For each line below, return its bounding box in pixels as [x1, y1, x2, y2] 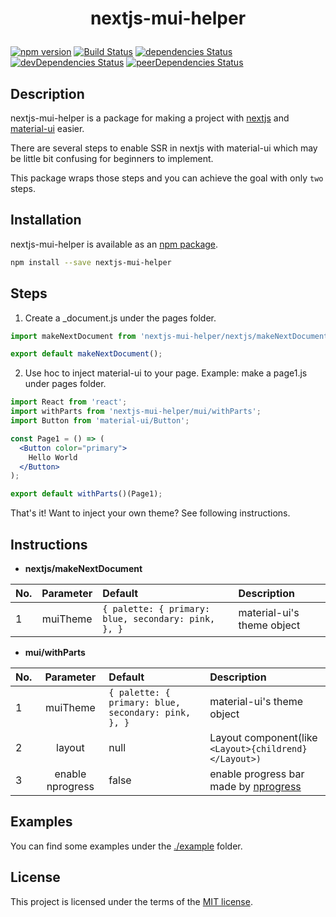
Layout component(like [209, 730, 318, 744]
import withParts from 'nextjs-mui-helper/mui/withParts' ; [10, 407, 262, 417]
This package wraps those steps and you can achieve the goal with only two [10, 172, 324, 184]
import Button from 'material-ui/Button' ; [10, 416, 190, 426]
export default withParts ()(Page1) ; [10, 489, 163, 499]
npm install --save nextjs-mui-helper [10, 257, 172, 267]
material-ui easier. [10, 123, 85, 134]
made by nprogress [209, 779, 302, 793]
